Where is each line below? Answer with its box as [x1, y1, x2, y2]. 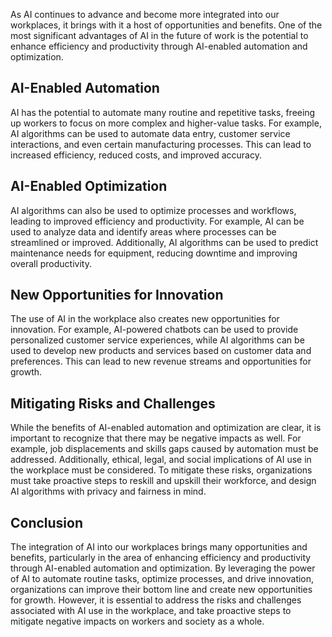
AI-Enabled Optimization [10, 178, 168, 195]
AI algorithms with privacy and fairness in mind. [10, 485, 207, 498]
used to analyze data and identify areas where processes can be [10, 225, 277, 238]
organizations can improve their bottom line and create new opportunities [10, 584, 313, 596]
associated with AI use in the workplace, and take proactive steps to [10, 605, 292, 617]
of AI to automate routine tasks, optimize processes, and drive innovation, [10, 573, 315, 585]
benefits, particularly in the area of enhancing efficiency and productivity [10, 552, 312, 564]
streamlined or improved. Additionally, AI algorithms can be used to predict [10, 236, 319, 248]
